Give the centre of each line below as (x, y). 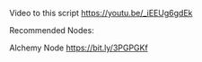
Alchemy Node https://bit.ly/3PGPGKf (79, 48)
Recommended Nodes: (52, 30)
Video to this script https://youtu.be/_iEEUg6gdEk (101, 13)
